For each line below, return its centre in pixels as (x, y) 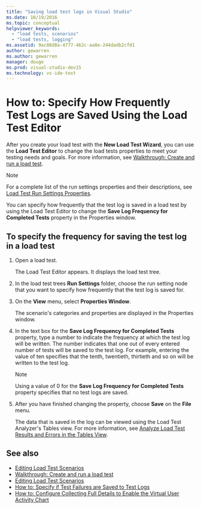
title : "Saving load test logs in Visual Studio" (69, 12)
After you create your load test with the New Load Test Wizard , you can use (100, 145)
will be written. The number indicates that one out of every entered (97, 344)
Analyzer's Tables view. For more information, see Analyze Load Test (100, 428)
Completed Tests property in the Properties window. (71, 218)
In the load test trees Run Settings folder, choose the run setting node (101, 283)
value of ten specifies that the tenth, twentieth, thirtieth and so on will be (104, 356)
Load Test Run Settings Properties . (49, 193)
